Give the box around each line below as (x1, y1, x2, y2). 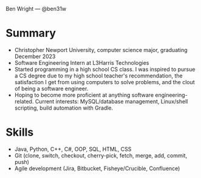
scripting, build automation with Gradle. (14, 104, 114, 111)
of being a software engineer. (14, 85, 89, 92)
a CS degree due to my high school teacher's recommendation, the (14, 72, 183, 79)
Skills (5, 125, 34, 139)
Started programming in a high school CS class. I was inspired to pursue (14, 65, 196, 73)
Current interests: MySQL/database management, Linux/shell (35, 97, 188, 105)
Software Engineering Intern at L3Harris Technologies (14, 59, 149, 66)
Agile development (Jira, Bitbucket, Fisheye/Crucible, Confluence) (14, 165, 180, 172)
